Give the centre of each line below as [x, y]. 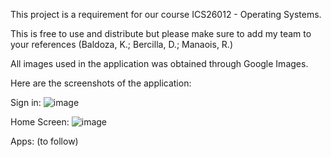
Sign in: [26, 102]
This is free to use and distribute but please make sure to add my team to [161, 33]
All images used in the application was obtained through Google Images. [159, 63]
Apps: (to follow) [44, 141]
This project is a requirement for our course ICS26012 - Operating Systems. [166, 14]
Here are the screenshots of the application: [101, 83]
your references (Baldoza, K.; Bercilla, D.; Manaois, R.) [121, 44]
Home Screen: [40, 122]
